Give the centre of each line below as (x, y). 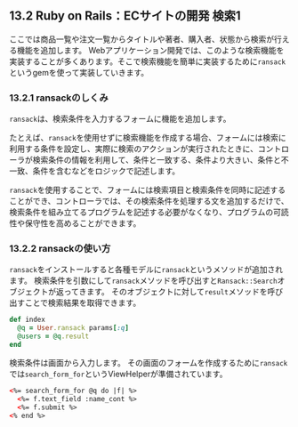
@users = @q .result (53, 336)
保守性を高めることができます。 (83, 223)
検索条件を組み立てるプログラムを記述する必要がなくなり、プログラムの (141, 213)
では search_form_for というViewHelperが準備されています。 (118, 374)
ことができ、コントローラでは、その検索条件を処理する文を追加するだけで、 (149, 201)
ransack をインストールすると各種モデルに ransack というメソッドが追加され (146, 270)
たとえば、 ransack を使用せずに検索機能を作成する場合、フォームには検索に (148, 138)
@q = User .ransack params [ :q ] (73, 328)
